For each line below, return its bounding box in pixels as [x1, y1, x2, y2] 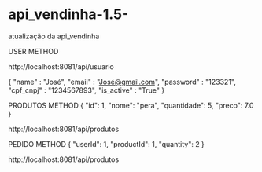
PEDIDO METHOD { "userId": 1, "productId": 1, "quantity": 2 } [8, 139, 205, 148]
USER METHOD [8, 46, 59, 56]
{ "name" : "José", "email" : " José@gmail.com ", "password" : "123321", [8, 77, 236, 86]
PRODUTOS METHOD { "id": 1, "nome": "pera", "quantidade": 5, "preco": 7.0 [8, 101, 254, 110]
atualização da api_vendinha [8, 31, 100, 41]
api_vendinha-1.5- [8, 5, 129, 24]
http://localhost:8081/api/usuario [8, 61, 114, 71]
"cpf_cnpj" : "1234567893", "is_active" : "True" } [8, 85, 165, 95]
